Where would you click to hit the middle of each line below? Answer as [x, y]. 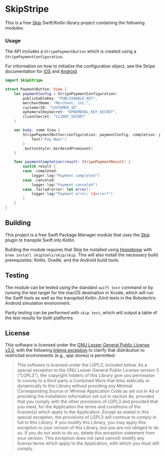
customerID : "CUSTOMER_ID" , [51, 107]
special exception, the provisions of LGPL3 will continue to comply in [87, 417]
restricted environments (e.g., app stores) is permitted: [60, 356]
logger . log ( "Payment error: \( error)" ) [72, 194]
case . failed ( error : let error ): [57, 189]
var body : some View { [37, 130]
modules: [14, 28]
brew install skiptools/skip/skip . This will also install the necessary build [82, 255]
